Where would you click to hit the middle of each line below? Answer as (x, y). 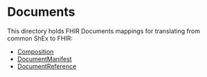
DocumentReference (47, 66)
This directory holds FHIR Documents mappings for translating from (104, 31)
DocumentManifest (44, 58)
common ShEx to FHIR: (40, 38)
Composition (35, 52)
